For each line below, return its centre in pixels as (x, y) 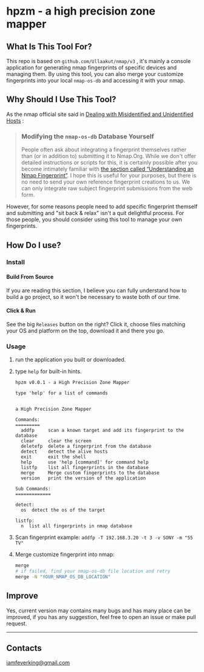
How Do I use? (34, 245)
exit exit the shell (53, 457)
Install (16, 262)
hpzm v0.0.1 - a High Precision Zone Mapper (72, 383)
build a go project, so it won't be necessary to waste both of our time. (93, 297)
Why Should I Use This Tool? (61, 99)
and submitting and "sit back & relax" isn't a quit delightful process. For (95, 213)
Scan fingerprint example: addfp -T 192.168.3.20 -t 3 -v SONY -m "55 (104, 537)
